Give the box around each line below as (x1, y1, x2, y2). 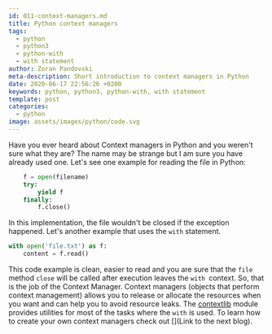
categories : (8, 102, 49, 111)
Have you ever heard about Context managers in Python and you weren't (8, 140, 254, 150)
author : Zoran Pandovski (8, 65, 93, 73)
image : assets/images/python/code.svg (8, 118, 140, 126)
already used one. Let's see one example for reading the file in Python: (8, 157, 246, 167)
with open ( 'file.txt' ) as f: (8, 242, 107, 250)
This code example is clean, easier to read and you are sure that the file (8, 265, 253, 274)
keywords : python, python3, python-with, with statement (8, 87, 206, 96)
